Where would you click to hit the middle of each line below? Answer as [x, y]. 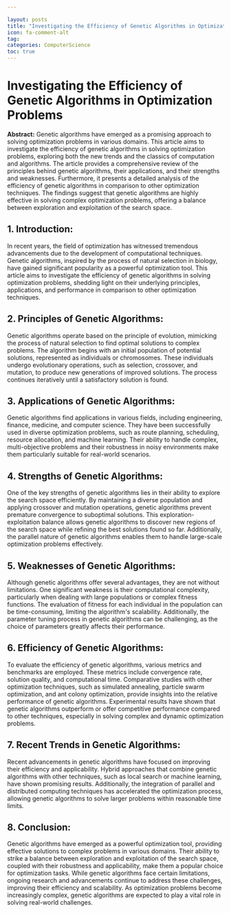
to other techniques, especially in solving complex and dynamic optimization [115, 716]
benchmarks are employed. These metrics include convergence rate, [105, 672]
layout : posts [27, 19]
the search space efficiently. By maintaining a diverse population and [105, 500]
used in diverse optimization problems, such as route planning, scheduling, [113, 433]
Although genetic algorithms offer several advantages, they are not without [113, 582]
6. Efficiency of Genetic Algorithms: [85, 648]
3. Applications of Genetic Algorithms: [91, 401]
